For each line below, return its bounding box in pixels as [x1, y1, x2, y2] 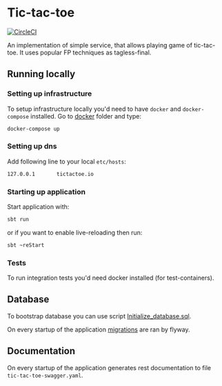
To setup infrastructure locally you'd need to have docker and [7, 105, 181, 113]
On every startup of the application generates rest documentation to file [7, 363, 212, 372]
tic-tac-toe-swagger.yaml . [7, 371, 83, 379]
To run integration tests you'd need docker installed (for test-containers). [7, 274, 214, 282]
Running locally [7, 68, 76, 80]
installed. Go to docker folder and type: [30, 112, 142, 120]
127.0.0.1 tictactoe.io [7, 170, 94, 177]
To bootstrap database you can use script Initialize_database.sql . [7, 312, 192, 320]
